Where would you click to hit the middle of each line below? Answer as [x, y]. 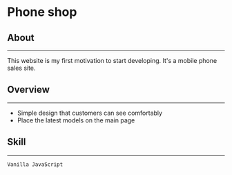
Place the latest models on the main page [76, 120]
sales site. [21, 68]
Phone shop [42, 12]
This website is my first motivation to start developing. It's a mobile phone [112, 61]
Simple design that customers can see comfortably [90, 113]
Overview [29, 90]
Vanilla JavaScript [35, 164]
